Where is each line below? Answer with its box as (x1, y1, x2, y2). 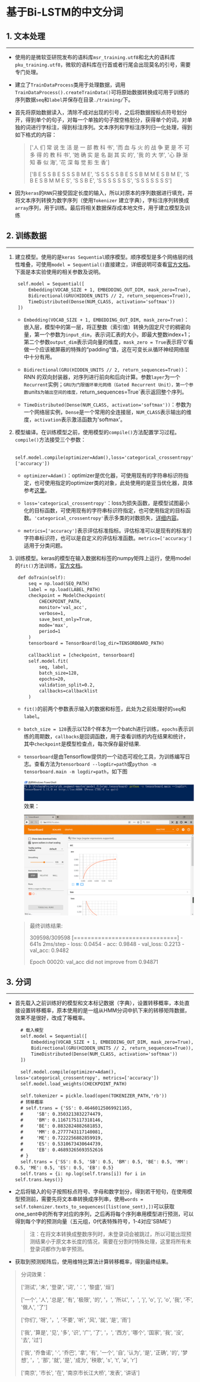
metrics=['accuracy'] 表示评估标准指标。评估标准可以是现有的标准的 (23, 527, 192, 534)
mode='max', (39, 622, 68, 628)
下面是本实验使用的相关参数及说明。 (14, 268, 104, 275)
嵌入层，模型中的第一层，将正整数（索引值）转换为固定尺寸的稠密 (23, 323, 186, 330)
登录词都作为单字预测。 (29, 1245, 87, 1253)
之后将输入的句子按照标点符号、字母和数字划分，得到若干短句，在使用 (14, 1188, 187, 1195)
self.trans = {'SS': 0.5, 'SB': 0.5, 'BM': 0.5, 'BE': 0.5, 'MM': (20, 1159, 189, 1165)
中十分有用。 (23, 353, 55, 360)
